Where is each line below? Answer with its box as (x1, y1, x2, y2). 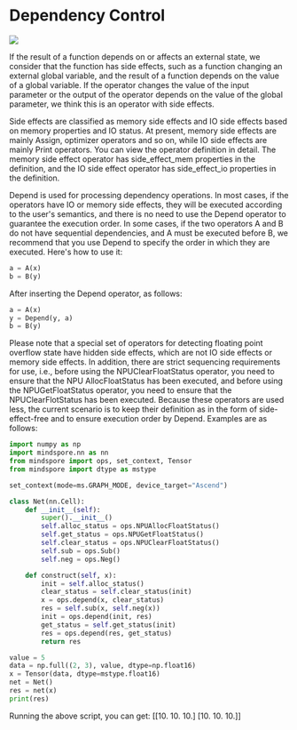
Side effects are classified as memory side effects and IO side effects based (9, 116, 288, 126)
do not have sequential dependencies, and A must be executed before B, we (9, 228, 288, 238)
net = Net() (9, 678, 53, 687)
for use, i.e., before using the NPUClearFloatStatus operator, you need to (9, 366, 275, 377)
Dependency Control (9, 5, 166, 26)
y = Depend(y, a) (9, 313, 74, 323)
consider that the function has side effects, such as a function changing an (9, 60, 283, 71)
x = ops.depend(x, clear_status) (41, 596, 165, 605)
